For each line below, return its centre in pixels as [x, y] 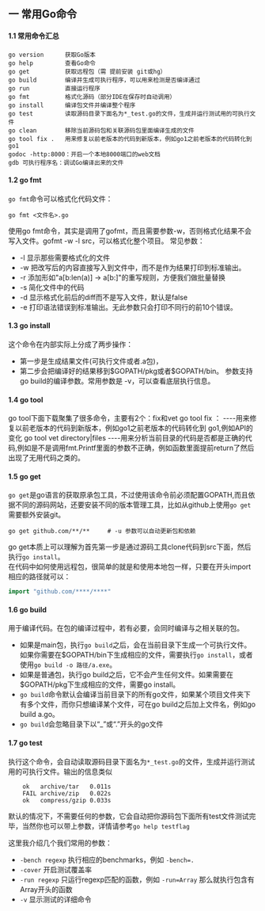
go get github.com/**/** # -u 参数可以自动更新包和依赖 [102, 532]
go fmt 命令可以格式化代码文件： [61, 198]
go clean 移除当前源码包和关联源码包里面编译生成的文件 [102, 130]
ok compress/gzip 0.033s [67, 800]
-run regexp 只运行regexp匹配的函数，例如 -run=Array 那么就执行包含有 [137, 879]
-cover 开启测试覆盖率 [56, 869]
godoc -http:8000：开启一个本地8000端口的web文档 [84, 154]
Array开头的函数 [46, 889]
